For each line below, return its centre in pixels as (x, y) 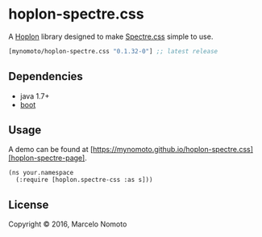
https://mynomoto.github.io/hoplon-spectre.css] (173, 150)
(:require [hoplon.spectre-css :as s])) (84, 180)
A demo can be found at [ (51, 150)
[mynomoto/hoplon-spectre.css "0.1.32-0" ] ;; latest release (113, 51)
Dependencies (46, 76)
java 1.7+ (35, 96)
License (29, 204)
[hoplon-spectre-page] (47, 158)
